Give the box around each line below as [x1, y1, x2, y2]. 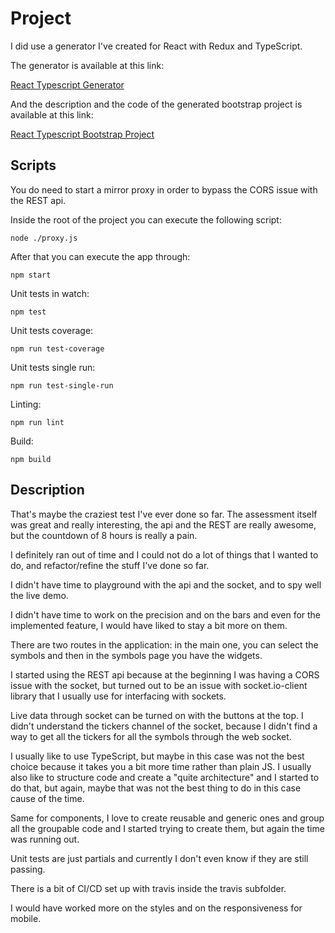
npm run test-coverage [10, 343, 105, 354]
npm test [10, 307, 47, 317]
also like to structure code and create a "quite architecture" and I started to [10, 771, 320, 783]
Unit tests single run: [10, 361, 96, 373]
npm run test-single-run [10, 380, 114, 391]
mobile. [10, 912, 42, 924]
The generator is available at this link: [10, 59, 165, 71]
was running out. [10, 833, 80, 845]
